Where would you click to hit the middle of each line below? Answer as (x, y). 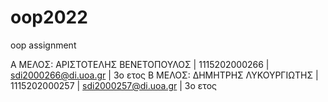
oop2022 (49, 17)
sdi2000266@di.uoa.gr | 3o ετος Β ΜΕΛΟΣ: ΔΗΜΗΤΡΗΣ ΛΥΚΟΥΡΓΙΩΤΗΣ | (164, 75)
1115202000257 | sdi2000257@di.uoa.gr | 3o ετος (114, 85)
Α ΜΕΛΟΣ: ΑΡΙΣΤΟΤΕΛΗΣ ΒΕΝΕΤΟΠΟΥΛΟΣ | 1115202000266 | (140, 64)
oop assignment (43, 45)
